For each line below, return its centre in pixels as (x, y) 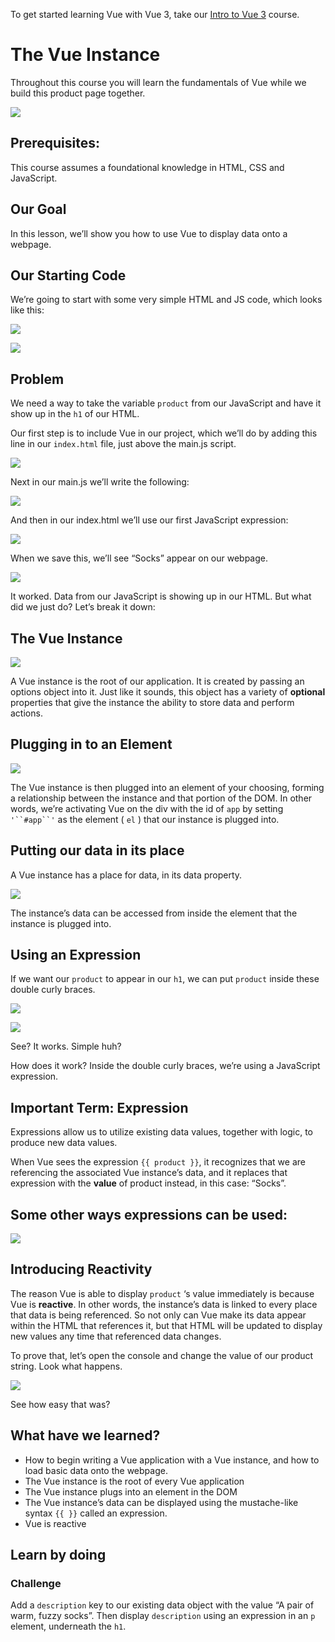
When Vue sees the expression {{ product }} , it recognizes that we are (158, 1162)
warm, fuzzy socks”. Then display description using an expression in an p (163, 1616)
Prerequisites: (55, 143)
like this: (27, 310)
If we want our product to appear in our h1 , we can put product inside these (165, 979)
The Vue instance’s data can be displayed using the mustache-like (161, 1502)
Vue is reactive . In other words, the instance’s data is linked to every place (164, 1304)
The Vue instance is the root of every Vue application (134, 1481)
